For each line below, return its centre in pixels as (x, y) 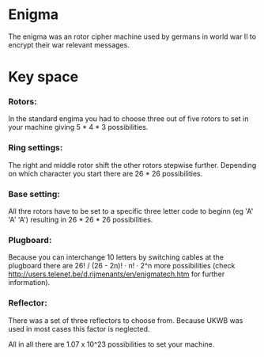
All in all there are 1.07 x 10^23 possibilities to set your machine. (111, 344)
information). (29, 283)
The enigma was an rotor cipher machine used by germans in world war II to (132, 36)
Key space (43, 77)
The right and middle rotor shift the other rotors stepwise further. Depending (132, 165)
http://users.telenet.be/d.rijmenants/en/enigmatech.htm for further (117, 274)
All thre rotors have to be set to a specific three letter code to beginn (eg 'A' (131, 211)
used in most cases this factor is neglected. (79, 329)
